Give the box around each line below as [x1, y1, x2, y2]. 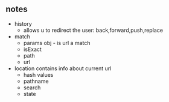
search [23, 83, 41, 91]
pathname [23, 77, 49, 85]
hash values [23, 71, 54, 78]
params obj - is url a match [23, 39, 91, 46]
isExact [23, 46, 42, 53]
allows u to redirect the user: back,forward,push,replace [23, 26, 164, 34]
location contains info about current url [14, 65, 112, 72]
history [14, 20, 33, 27]
